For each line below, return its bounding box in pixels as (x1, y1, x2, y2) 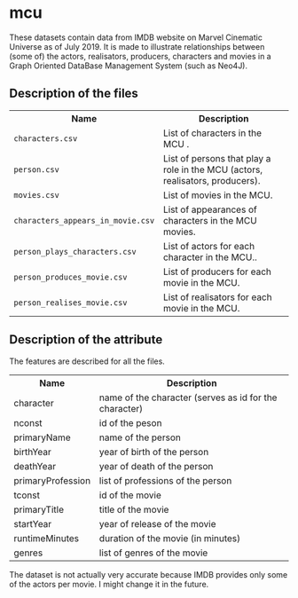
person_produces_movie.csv (13, 271, 128, 282)
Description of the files (9, 86, 139, 101)
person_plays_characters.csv (13, 247, 137, 256)
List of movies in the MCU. (162, 189, 273, 201)
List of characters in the (162, 127, 262, 139)
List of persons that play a (162, 152, 271, 164)
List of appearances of (162, 203, 257, 216)
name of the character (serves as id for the (98, 391, 278, 404)
